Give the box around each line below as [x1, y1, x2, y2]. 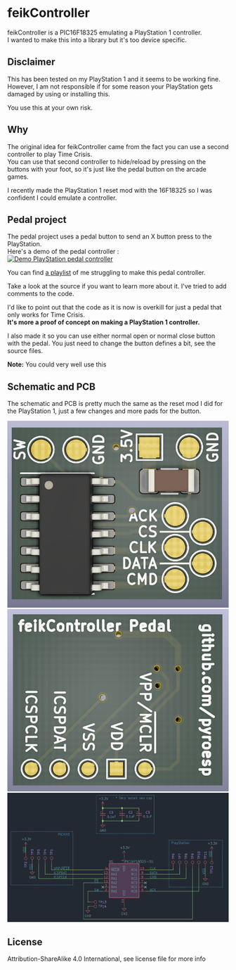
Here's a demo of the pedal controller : [7, 248, 119, 256]
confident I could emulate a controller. [7, 193, 117, 202]
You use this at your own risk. [7, 103, 93, 112]
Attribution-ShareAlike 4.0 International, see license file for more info [7, 955, 206, 963]
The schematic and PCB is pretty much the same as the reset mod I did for [7, 400, 223, 408]
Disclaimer [7, 56, 55, 68]
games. [7, 172, 29, 181]
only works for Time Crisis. [7, 311, 86, 319]
